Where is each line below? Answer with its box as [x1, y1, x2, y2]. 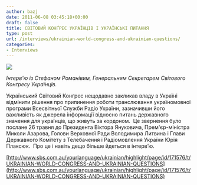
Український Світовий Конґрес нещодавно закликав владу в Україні [6, 92, 178, 99]
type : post [6, 31, 33, 37]
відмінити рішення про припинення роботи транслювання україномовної [6, 98, 191, 105]
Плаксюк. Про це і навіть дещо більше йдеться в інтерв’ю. [6, 142, 155, 150]
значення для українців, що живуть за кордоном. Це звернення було [6, 117, 182, 124]
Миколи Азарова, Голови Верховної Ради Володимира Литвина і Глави [6, 129, 185, 137]
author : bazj [6, 8, 38, 15]
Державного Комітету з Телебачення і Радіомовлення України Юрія [6, 136, 178, 143]
